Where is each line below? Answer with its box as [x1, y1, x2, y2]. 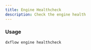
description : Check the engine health [5, 12, 86, 17]
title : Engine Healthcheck [5, 7, 61, 12]
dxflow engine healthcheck [5, 39, 61, 45]
